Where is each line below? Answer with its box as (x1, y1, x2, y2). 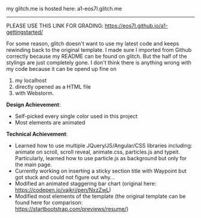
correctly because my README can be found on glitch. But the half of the (6, 53, 187, 60)
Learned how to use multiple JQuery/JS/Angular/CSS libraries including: (14, 142, 193, 149)
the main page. (14, 161, 52, 168)
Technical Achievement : (6, 130, 68, 138)
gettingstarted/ (6, 29, 43, 35)
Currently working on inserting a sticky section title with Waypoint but (14, 167, 187, 175)
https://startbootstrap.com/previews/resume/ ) (14, 205, 129, 212)
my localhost (14, 77, 47, 84)
